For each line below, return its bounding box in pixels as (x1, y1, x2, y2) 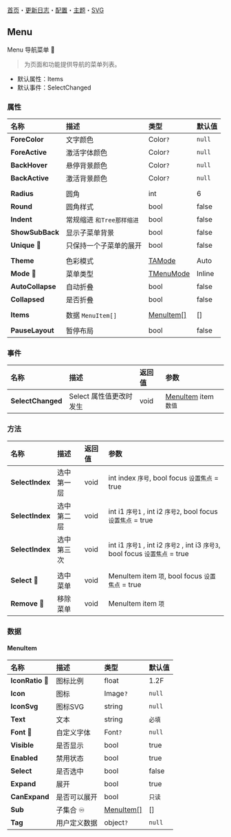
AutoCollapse (10, 282, 56, 291)
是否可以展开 (56, 792, 98, 802)
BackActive (10, 173, 49, 183)
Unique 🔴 (10, 240, 41, 250)
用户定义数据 (56, 818, 98, 827)
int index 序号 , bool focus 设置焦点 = (108, 473, 219, 483)
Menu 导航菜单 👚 (7, 45, 55, 54)
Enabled (10, 753, 38, 763)
